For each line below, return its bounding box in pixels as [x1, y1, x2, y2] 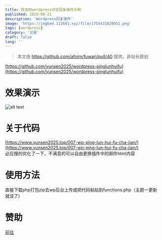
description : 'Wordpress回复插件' [5, 16, 73, 21]
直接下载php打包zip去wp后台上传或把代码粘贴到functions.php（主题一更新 [5, 187, 158, 193]
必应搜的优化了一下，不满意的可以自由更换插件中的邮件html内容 [5, 150, 135, 156]
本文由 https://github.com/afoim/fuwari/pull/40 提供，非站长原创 [17, 53, 149, 59]
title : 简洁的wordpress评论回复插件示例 [5, 7, 81, 12]
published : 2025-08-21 [5, 12, 52, 17]
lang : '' [5, 39, 23, 44]
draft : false [5, 35, 32, 40]
